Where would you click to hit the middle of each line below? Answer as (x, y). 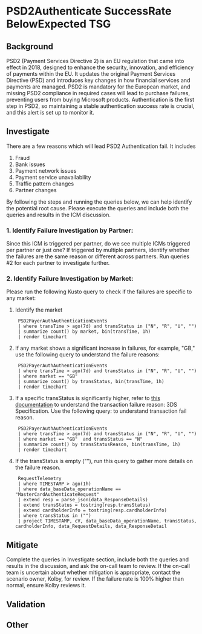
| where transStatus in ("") (55, 516)
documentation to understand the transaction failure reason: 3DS (96, 405)
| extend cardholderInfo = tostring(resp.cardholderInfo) (93, 510)
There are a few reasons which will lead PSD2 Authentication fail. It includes (101, 146)
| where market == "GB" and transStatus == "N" (80, 439)
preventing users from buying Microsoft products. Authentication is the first (100, 99)
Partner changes (36, 190)
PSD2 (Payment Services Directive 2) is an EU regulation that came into (95, 61)
